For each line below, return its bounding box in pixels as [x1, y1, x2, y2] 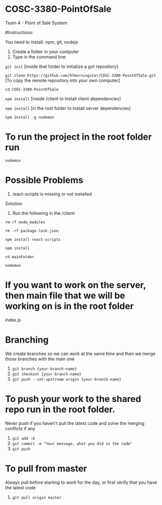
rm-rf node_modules [5, 219, 46, 225]
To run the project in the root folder [5, 131, 152, 143]
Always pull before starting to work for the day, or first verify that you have [5, 479, 158, 485]
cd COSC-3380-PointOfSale [5, 87, 58, 92]
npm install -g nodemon [5, 115, 54, 120]
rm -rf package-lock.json [5, 228, 58, 233]
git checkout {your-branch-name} [12, 371, 82, 377]
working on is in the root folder [5, 301, 134, 311]
